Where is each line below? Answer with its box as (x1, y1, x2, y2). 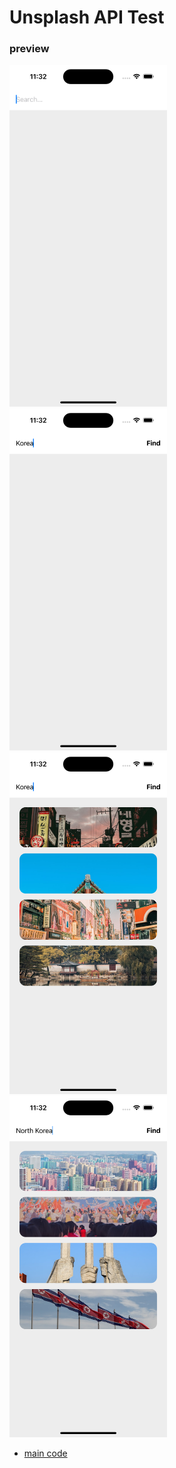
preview (9, 42, 50, 56)
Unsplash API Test (9, 6, 165, 29)
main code (23, 1447, 68, 1460)
